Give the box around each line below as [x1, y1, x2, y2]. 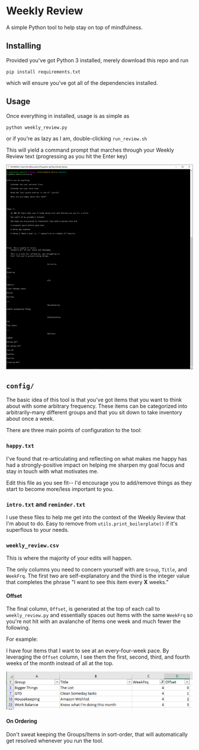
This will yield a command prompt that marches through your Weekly [6, 146, 175, 154]
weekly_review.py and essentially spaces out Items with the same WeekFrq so [6, 612, 193, 619]
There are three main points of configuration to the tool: [6, 427, 142, 434]
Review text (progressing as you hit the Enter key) [6, 152, 128, 159]
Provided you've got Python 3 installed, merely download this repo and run [6, 56, 189, 63]
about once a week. [6, 415, 54, 422]
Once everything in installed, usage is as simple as [6, 112, 130, 119]
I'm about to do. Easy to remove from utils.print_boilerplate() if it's [6, 520, 178, 527]
